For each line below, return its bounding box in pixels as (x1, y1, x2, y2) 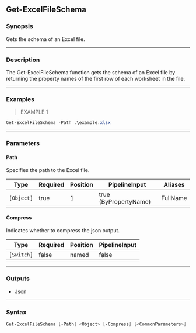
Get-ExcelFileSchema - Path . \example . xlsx (6, 120, 111, 126)
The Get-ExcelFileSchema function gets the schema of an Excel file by (6, 68, 176, 75)
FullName (161, 194, 187, 202)
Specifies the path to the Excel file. (6, 167, 90, 174)
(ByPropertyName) (99, 198, 151, 206)
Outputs (6, 274, 30, 283)
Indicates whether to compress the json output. (6, 227, 120, 234)
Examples (6, 95, 35, 103)
